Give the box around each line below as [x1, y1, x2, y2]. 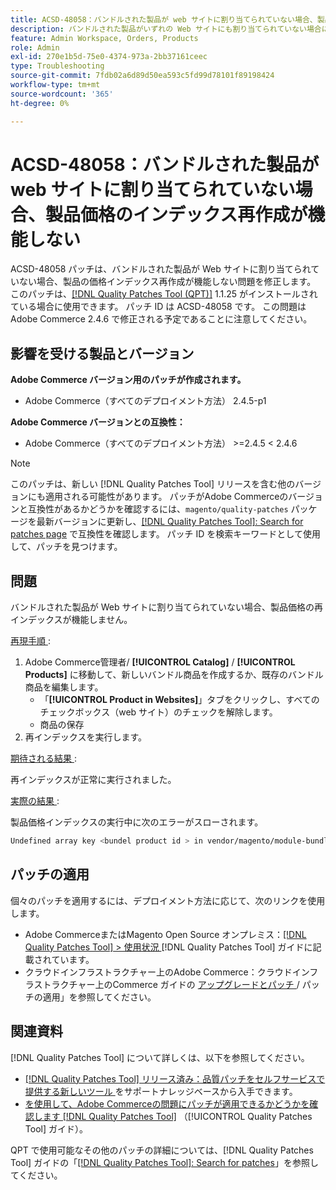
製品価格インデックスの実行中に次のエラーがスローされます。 [10, 816, 264, 828]
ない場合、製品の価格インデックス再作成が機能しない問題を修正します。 [18, 276, 317, 288]
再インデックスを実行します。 [24, 731, 147, 743]
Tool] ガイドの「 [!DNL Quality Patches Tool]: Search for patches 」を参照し [10, 1156, 319, 1168]
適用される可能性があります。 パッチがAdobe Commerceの [44, 491, 289, 503]
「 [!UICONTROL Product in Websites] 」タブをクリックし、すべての [39, 694, 320, 706]
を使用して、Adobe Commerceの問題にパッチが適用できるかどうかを [24, 1097, 310, 1110]
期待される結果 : [10, 752, 77, 765]
